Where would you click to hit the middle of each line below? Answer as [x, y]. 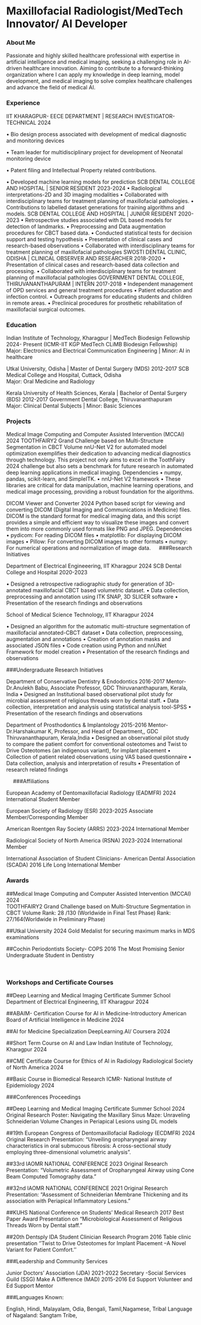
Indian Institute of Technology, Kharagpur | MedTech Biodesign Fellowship [98, 338]
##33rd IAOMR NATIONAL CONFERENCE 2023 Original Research [87, 1164]
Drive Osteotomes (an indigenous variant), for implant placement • [88, 751]
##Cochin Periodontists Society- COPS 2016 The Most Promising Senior [95, 949]
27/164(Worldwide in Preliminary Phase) [56, 919]
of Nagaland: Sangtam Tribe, [42, 1315]
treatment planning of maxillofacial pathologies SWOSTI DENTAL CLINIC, [97, 252]
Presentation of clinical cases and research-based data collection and [93, 265]
